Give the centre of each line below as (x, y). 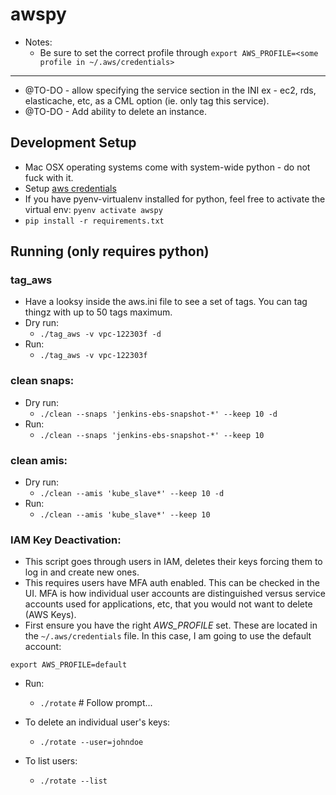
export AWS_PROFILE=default (69, 665)
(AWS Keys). (50, 615)
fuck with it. (49, 177)
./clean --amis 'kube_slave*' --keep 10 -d (132, 494)
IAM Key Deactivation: (66, 540)
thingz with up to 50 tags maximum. (98, 312)
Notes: (38, 42)
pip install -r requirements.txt (94, 221)
